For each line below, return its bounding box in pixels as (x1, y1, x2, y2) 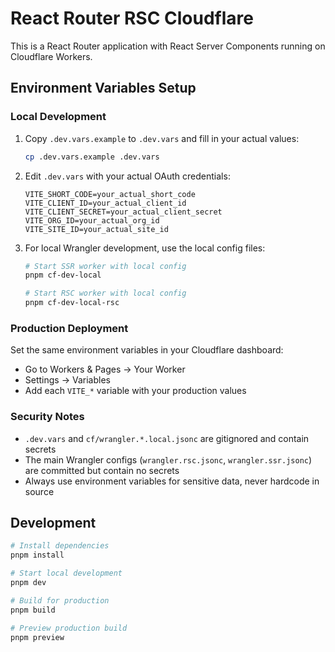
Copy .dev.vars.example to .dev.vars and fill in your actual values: (24, 132, 300, 144)
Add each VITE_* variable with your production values (24, 385, 247, 397)
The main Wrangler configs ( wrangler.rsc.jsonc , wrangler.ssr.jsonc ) (24, 453, 313, 466)
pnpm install (10, 550, 65, 561)
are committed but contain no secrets (24, 464, 180, 476)
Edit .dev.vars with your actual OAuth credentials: (24, 170, 231, 182)
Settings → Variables (24, 374, 111, 386)
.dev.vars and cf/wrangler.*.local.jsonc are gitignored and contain (24, 432, 310, 444)
